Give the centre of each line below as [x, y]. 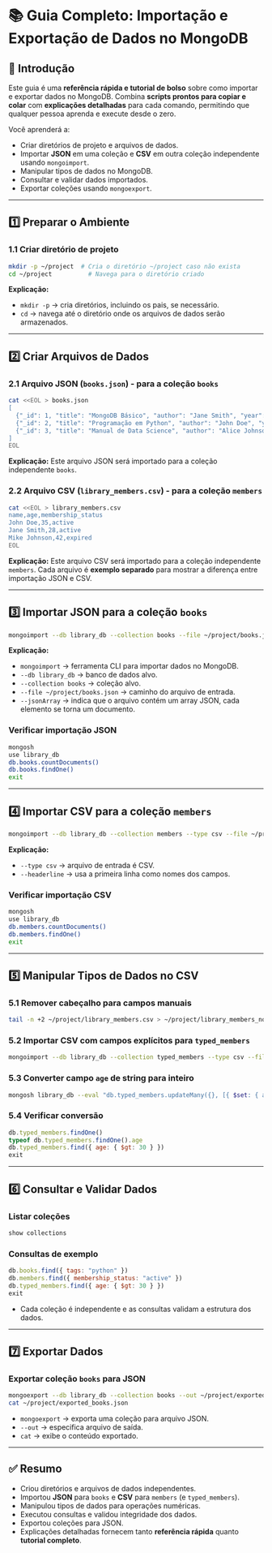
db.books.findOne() [41, 770]
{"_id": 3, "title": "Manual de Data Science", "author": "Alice [128, 431]
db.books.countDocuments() [54, 762]
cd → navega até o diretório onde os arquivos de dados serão [122, 314]
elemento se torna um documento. [78, 709]
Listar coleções [39, 1216]
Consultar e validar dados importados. [84, 180]
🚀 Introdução [42, 69]
